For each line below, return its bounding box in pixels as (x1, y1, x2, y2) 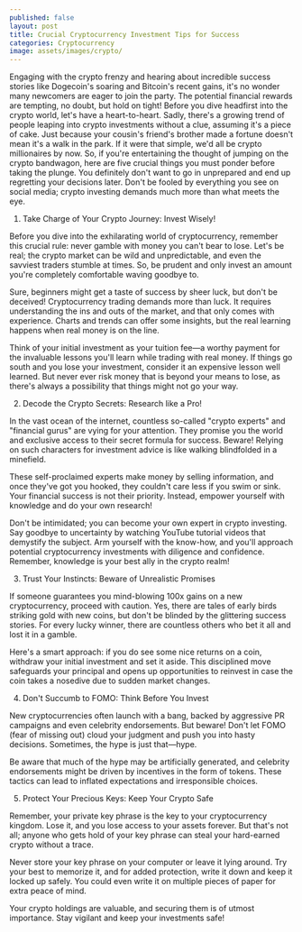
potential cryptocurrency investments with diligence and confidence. (9, 546, 265, 557)
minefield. (9, 454, 47, 465)
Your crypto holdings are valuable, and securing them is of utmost (9, 903, 255, 914)
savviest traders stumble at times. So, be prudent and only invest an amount (9, 260, 293, 270)
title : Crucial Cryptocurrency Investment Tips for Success (9, 30, 241, 39)
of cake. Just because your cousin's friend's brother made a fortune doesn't (9, 129, 294, 140)
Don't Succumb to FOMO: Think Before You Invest (22, 693, 209, 704)
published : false (9, 13, 75, 23)
